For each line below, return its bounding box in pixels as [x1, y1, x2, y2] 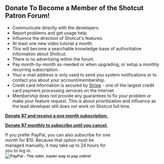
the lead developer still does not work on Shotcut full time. [12, 103, 131, 109]
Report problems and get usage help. [12, 30, 88, 36]
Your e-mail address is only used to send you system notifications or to [12, 71, 157, 78]
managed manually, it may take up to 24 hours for [5, 142, 106, 148]
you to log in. [5, 147, 32, 153]
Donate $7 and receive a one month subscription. [5, 113, 108, 119]
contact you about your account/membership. [12, 77, 106, 83]
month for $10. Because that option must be [5, 137, 95, 143]
